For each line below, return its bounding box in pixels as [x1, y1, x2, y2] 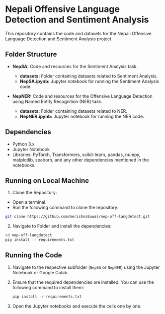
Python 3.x [12, 141, 35, 147]
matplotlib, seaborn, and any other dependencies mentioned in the [12, 157, 149, 162]
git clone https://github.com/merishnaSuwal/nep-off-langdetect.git [5, 214, 150, 219]
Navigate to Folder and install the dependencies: [12, 223, 112, 229]
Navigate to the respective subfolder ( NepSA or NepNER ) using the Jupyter [12, 264, 160, 270]
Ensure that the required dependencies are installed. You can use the [12, 279, 154, 285]
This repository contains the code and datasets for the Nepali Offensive [5, 30, 152, 36]
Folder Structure [5, 50, 57, 59]
